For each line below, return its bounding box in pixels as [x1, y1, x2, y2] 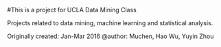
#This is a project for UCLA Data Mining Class [7, 6, 137, 14]
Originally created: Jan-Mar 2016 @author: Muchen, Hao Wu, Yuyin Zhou [7, 32, 214, 40]
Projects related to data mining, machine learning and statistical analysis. [7, 19, 213, 27]
